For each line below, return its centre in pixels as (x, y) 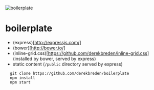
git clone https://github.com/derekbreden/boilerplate (70, 73)
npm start (20, 82)
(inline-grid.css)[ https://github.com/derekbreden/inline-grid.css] (81, 53)
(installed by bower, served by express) (54, 58)
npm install (23, 78)
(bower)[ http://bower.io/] (39, 48)
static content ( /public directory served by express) (68, 64)
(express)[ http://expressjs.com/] (47, 42)
